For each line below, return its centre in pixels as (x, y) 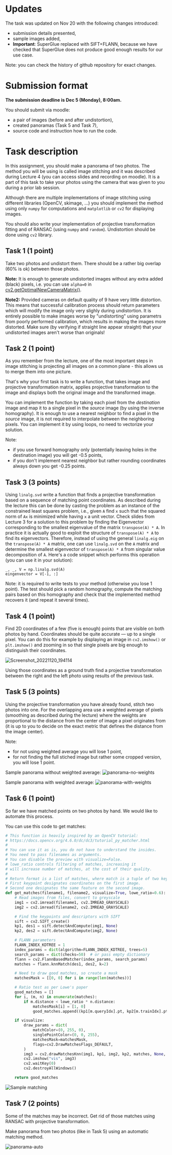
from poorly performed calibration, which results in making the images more (86, 321)
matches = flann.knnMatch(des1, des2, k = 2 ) (62, 964)
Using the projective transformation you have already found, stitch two (80, 704)
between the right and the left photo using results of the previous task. (80, 676)
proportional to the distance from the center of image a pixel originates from (85, 720)
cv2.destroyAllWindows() (50, 1068)
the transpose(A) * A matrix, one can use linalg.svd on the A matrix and (82, 544)
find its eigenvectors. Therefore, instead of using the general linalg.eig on (85, 538)
